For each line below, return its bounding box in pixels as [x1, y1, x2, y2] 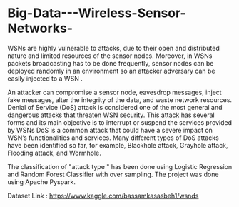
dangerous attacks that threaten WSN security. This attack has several [7, 111, 215, 119]
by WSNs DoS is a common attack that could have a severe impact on [7, 126, 213, 134]
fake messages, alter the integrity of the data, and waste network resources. [7, 95, 233, 104]
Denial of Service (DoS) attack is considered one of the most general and [7, 103, 223, 111]
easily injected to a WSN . [7, 74, 83, 83]
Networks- [7, 20, 73, 36]
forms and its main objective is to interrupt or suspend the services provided [7, 118, 233, 126]
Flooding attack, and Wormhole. [7, 148, 101, 157]
